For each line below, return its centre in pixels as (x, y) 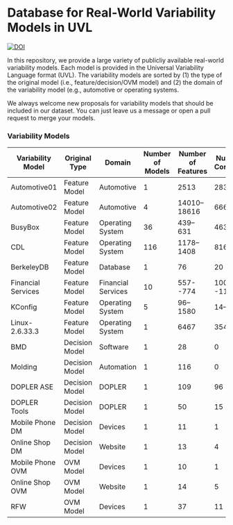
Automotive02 (34, 208)
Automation (118, 367)
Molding (24, 367)
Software (114, 347)
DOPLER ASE (32, 387)
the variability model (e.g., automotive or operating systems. (93, 90)
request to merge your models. (51, 118)
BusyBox (25, 227)
